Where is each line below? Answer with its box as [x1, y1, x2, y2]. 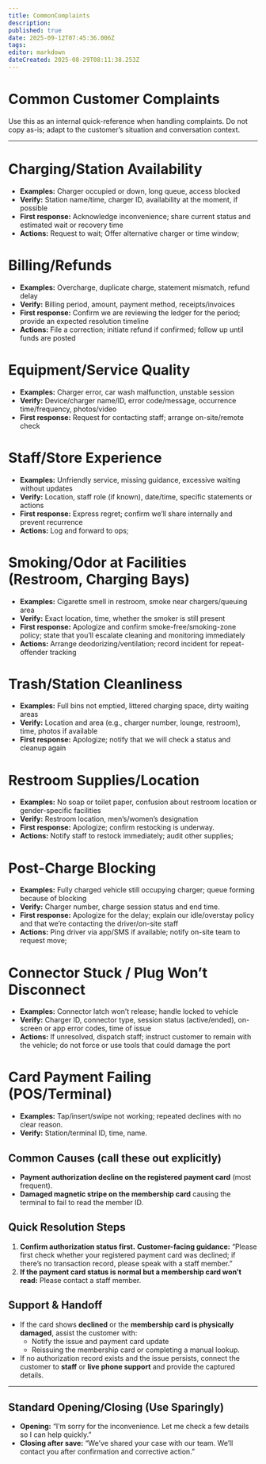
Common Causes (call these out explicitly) [8, 1151, 222, 1165]
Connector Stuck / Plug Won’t [8, 964, 208, 981]
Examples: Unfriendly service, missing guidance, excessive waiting [19, 475, 241, 484]
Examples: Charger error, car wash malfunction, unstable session [19, 387, 235, 397]
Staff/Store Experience [8, 449, 162, 467]
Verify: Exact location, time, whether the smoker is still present [19, 613, 226, 623]
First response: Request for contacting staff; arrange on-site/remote [19, 412, 244, 422]
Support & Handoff [8, 1299, 103, 1312]
